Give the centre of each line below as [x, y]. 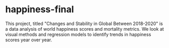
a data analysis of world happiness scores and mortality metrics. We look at [85, 29]
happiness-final [40, 9]
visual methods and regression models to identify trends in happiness [78, 34]
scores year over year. [29, 40]
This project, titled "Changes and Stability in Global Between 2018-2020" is [84, 23]
